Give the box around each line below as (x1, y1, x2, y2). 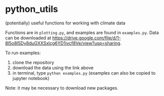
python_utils (5, 3, 58, 15)
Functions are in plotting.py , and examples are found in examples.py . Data (5, 29, 159, 35)
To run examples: (5, 50, 41, 56)
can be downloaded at (5, 35, 51, 41)
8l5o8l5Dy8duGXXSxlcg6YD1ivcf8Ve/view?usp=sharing (5, 40, 120, 46)
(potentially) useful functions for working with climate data (5, 20, 126, 26)
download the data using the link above (12, 65, 94, 71)
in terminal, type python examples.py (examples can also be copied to (12, 70, 156, 76)
